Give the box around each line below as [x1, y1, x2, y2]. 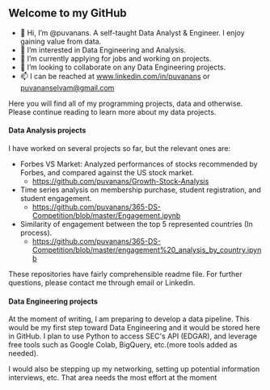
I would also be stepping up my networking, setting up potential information [8, 364, 260, 374]
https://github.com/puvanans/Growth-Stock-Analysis [32, 177, 209, 187]
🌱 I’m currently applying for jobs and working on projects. [19, 53, 212, 63]
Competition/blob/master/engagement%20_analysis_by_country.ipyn [32, 245, 262, 255]
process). [19, 228, 53, 237]
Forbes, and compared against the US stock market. [19, 168, 194, 178]
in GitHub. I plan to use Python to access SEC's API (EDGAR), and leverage [8, 331, 258, 342]
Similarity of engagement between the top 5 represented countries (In [19, 220, 253, 229]
